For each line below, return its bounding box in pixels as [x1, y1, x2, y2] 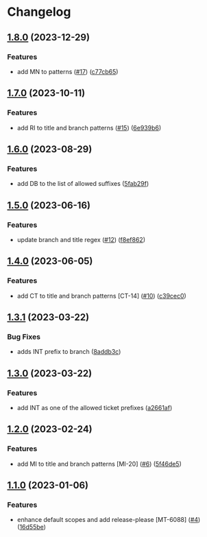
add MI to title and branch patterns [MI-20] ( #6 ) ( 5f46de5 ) [16, 460, 182, 468]
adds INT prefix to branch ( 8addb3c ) [16, 348, 121, 356]
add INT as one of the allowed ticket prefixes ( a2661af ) [16, 404, 173, 411]
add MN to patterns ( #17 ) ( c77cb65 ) [16, 67, 119, 75]
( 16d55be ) [16, 523, 47, 532]
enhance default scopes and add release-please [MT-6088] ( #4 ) [16, 516, 201, 524]
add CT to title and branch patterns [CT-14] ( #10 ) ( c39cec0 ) [16, 291, 186, 300]
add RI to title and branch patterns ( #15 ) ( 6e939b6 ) [16, 123, 162, 132]
